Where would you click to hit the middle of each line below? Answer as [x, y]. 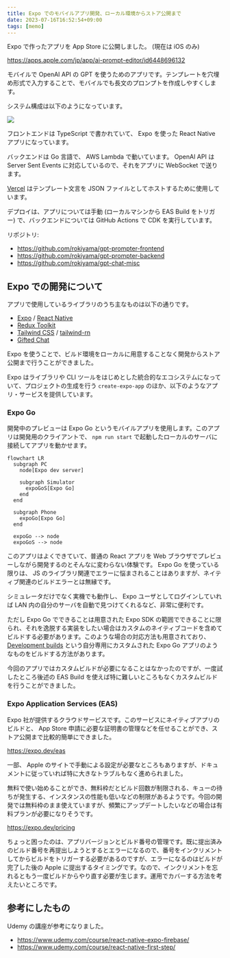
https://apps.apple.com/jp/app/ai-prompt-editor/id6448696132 [96, 60]
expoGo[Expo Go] [43, 519]
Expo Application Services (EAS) [63, 704]
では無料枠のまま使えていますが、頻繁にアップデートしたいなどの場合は [115, 805]
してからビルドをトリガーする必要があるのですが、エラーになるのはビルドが [115, 858]
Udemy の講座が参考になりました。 [57, 926]
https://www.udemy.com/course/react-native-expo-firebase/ [103, 939]
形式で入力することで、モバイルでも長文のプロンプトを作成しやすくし [112, 83]
